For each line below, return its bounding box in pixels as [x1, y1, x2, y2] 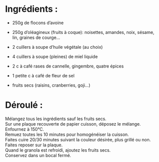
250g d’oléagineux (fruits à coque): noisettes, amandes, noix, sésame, [12, 29, 155, 35]
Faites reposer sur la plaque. [5, 142, 63, 148]
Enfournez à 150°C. [5, 126, 44, 132]
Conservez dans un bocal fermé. [5, 152, 71, 158]
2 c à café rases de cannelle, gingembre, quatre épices [12, 63, 124, 69]
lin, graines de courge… [12, 34, 60, 40]
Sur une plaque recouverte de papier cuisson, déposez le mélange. [5, 121, 141, 127]
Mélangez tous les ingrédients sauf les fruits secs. [5, 116, 106, 122]
